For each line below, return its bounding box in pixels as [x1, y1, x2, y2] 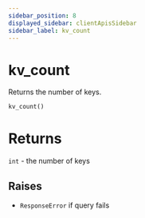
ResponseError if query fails [19, 200, 110, 210]
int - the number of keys [8, 157, 90, 166]
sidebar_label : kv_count [8, 26, 91, 34]
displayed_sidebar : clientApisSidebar [8, 19, 137, 27]
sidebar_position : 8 [8, 11, 77, 20]
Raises [8, 179, 42, 192]
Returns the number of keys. [8, 87, 102, 97]
